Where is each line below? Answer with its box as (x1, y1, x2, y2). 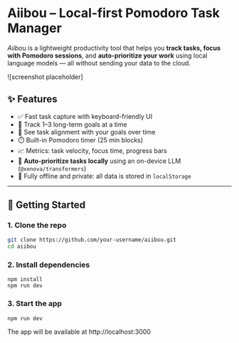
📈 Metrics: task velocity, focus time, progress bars (17, 146, 167, 154)
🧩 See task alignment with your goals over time (17, 127, 156, 136)
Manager (7, 20, 62, 36)
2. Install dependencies (7, 260, 90, 270)
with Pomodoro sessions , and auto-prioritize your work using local (7, 51, 208, 60)
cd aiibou (7, 243, 37, 250)
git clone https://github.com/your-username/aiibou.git (7, 236, 176, 243)
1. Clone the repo (7, 221, 67, 231)
